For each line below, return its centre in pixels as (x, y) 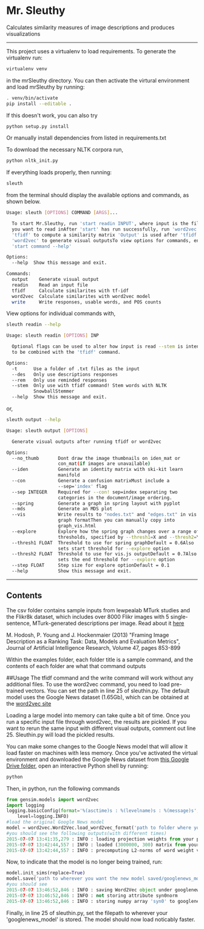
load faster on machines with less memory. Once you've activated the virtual (102, 752)
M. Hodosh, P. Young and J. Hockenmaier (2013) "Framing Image (88, 635)
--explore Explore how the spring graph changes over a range (101, 532)
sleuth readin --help (34, 325)
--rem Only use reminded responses (59, 380)
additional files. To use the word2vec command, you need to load (88, 684)
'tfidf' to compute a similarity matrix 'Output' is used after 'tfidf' (106, 235)
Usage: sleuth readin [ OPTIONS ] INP (53, 336)
